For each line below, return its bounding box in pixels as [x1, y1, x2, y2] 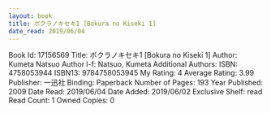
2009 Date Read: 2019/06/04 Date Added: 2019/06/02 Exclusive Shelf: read [8, 87, 263, 97]
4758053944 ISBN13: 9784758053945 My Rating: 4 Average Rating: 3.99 [8, 68, 255, 78]
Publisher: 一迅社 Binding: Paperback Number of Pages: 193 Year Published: [8, 78, 264, 88]
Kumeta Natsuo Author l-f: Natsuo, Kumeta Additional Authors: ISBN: [8, 59, 238, 69]
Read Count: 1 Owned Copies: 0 [8, 95, 115, 106]
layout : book [8, 11, 53, 20]
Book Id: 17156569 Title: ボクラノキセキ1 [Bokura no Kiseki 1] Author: [8, 50, 238, 60]
